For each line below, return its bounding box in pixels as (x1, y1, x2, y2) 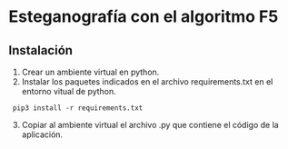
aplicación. (21, 129, 64, 140)
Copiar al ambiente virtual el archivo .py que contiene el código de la (21, 120, 279, 130)
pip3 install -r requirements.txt (12, 104, 144, 113)
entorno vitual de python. (21, 86, 117, 96)
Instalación (8, 43, 74, 58)
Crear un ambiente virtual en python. (21, 66, 160, 77)
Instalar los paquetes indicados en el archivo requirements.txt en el (21, 76, 273, 87)
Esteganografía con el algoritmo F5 (8, 6, 279, 27)
